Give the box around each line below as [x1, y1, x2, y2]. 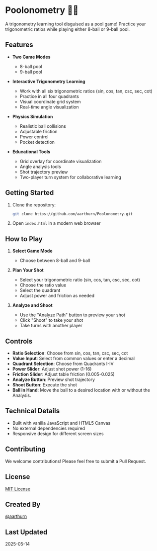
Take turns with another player [19, 323, 82, 329]
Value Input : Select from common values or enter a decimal [12, 356, 135, 362]
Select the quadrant [19, 287, 61, 293]
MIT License [5, 486, 31, 492]
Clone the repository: [12, 201, 56, 208]
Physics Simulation [12, 113, 53, 119]
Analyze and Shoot [12, 302, 53, 308]
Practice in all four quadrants [19, 93, 79, 99]
